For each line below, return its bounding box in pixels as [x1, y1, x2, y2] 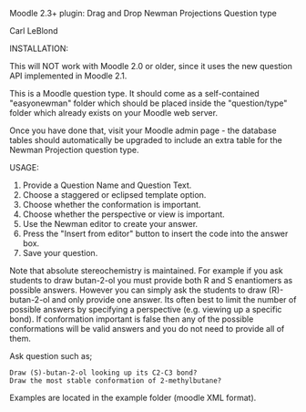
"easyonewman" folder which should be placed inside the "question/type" [9, 98, 288, 108]
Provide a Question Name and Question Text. [22, 180, 192, 191]
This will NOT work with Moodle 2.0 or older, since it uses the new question [9, 61, 293, 71]
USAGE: [9, 162, 39, 172]
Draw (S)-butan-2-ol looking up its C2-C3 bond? [9, 368, 198, 377]
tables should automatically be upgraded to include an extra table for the [9, 135, 282, 145]
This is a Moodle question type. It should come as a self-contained [9, 88, 260, 98]
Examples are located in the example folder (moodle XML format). [9, 392, 257, 403]
